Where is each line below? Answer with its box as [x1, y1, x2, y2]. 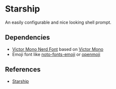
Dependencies [5, 33, 50, 42]
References [5, 65, 41, 74]
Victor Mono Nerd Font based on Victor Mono [12, 46, 103, 52]
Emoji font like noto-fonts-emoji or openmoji [12, 51, 100, 57]
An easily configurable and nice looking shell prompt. [5, 19, 112, 25]
